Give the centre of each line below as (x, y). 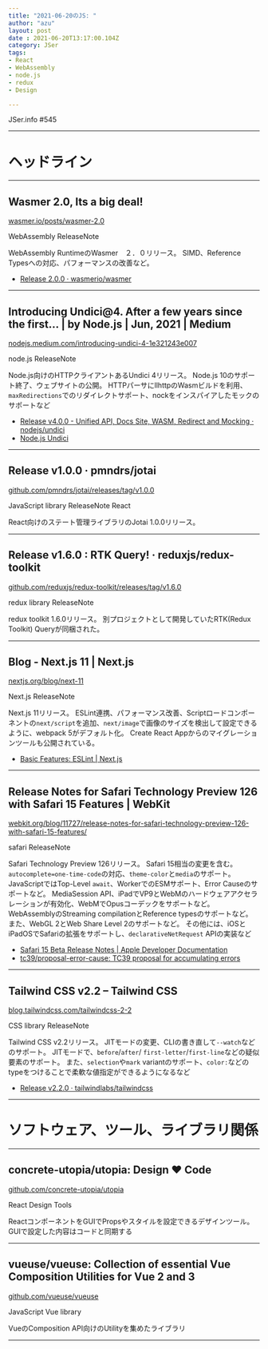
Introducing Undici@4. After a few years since (126, 311)
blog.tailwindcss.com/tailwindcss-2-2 (70, 1010)
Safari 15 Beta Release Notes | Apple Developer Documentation (124, 950)
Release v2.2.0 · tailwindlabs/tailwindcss (87, 1088)
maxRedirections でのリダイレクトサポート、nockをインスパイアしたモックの (134, 395)
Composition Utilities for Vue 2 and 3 (102, 1277)
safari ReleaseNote (39, 847)
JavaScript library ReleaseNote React (70, 505)
